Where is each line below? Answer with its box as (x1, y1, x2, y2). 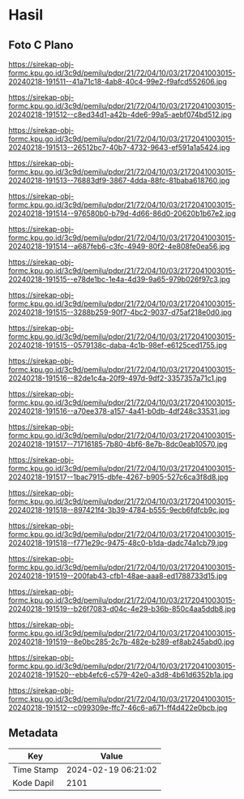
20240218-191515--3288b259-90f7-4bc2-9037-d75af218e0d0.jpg (8, 307, 233, 317)
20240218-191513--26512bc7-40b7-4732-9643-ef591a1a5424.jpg (8, 143, 231, 152)
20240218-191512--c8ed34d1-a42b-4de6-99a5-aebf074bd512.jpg (8, 110, 233, 119)
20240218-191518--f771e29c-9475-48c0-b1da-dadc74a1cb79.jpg (8, 538, 229, 548)
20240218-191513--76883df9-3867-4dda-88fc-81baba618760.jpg (8, 176, 230, 185)
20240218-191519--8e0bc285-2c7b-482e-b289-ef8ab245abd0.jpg (8, 637, 235, 647)
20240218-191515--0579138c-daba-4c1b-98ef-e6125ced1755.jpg (8, 341, 228, 350)
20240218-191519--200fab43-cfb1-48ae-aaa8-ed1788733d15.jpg (8, 571, 228, 581)
